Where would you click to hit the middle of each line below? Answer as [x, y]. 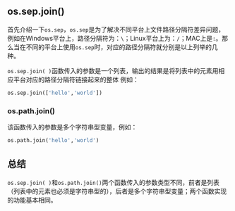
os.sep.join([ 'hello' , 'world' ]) [55, 93]
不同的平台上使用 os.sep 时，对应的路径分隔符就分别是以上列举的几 [122, 47]
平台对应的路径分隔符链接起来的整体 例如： [76, 79]
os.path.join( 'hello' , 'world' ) [53, 140]
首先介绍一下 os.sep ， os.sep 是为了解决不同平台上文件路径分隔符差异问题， [116, 29]
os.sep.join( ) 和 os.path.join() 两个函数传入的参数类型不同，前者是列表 [114, 182]
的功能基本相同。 [32, 200]
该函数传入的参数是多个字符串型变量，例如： [72, 127]
